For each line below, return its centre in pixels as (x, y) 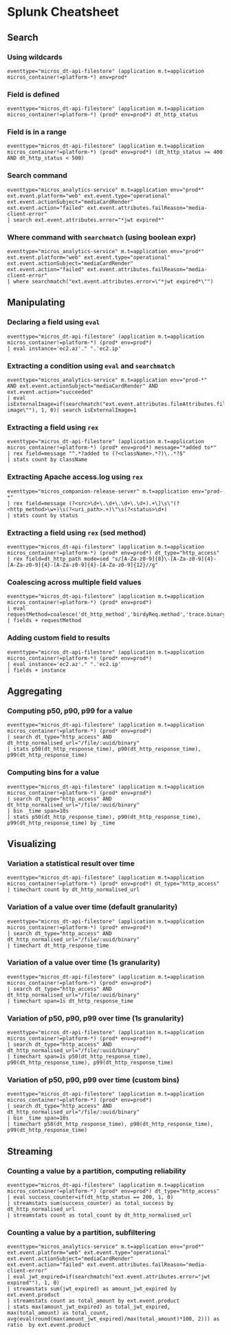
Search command (37, 175)
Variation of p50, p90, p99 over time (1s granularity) (96, 1018)
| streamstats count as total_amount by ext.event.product (93, 1301)
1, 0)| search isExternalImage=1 (89, 410)
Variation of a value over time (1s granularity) (84, 963)
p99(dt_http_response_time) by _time (61, 823)
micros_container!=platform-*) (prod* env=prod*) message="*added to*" (112, 448)
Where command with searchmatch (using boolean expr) (102, 237)
